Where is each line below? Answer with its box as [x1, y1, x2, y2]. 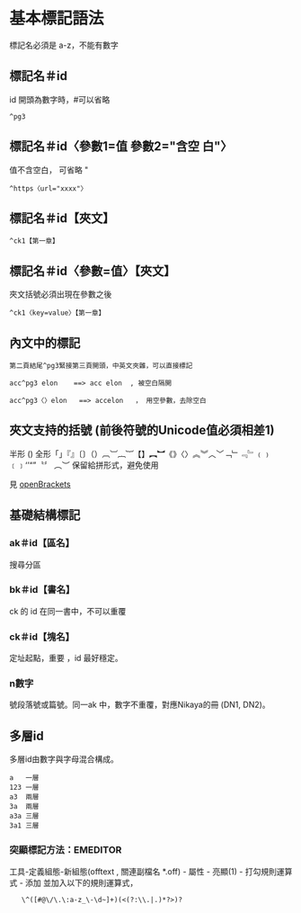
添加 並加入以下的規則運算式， [25, 877, 138, 888]
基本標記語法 [9, 8, 105, 29]
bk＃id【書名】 [9, 584, 75, 596]
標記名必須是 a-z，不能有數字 [9, 40, 119, 50]
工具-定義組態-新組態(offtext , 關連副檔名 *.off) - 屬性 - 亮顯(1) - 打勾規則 [9, 865, 277, 877]
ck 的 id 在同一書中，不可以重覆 [9, 605, 127, 616]
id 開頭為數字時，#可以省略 [9, 94, 111, 104]
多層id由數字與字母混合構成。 [9, 754, 119, 765]
